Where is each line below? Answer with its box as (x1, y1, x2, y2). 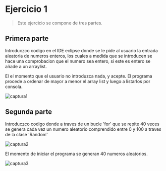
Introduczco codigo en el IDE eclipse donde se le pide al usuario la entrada (5, 47, 158, 53)
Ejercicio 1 (5, 3, 48, 15)
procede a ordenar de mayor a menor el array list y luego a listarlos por (5, 78, 151, 84)
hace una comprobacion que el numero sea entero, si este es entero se (5, 58, 151, 64)
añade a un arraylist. (5, 63, 47, 69)
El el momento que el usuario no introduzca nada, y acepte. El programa (5, 73, 153, 79)
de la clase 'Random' (5, 131, 48, 137)
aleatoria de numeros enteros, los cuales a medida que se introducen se (5, 53, 153, 59)
